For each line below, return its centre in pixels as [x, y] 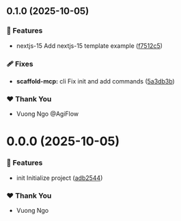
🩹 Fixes [20, 64]
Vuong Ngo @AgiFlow [47, 114]
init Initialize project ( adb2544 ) [59, 178]
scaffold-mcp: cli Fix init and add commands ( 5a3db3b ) [95, 81]
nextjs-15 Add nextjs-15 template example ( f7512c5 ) [89, 45]
